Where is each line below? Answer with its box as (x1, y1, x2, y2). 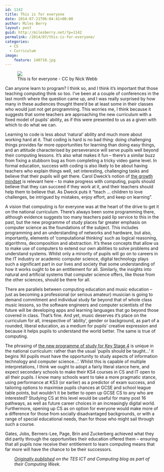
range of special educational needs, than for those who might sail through (5, 416, 154, 422)
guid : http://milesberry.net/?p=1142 (5, 30, 82, 35)
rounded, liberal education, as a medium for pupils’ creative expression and (5, 323, 157, 329)
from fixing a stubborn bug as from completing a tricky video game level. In (5, 158, 157, 164)
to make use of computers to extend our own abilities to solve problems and (5, 245, 159, 251)
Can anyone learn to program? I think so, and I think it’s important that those (5, 86, 158, 91)
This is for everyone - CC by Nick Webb (17, 76, 98, 82)
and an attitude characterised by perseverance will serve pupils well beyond (5, 147, 159, 153)
